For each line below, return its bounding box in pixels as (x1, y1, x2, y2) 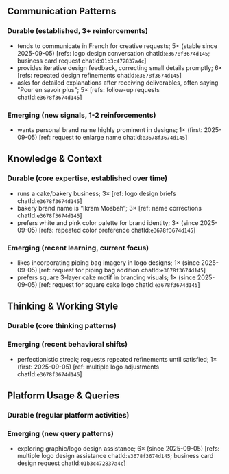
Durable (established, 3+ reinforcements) (7, 26, 149, 36)
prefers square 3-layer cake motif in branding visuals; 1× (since (16, 273, 196, 281)
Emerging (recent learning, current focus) (7, 243, 149, 252)
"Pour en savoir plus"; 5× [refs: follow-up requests (16, 85, 160, 94)
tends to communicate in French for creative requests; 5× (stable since (16, 41, 218, 50)
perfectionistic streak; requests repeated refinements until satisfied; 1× (16, 355, 217, 363)
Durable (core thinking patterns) (7, 321, 117, 331)
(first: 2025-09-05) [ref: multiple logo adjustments (16, 363, 160, 371)
